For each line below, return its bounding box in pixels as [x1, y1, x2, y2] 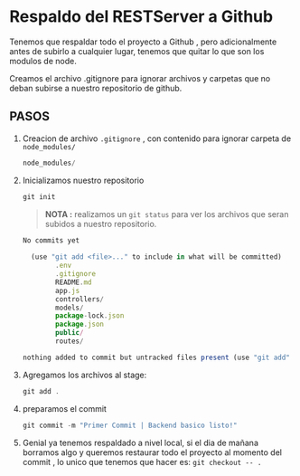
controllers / [55, 294, 104, 304]
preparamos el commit [22, 403, 107, 414]
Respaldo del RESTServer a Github [9, 6, 274, 27]
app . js [55, 286, 80, 295]
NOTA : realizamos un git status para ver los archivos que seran [44, 208, 289, 219]
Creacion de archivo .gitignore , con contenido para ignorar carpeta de [22, 133, 292, 144]
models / [55, 303, 84, 312]
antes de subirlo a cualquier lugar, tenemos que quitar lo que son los [9, 45, 265, 56]
